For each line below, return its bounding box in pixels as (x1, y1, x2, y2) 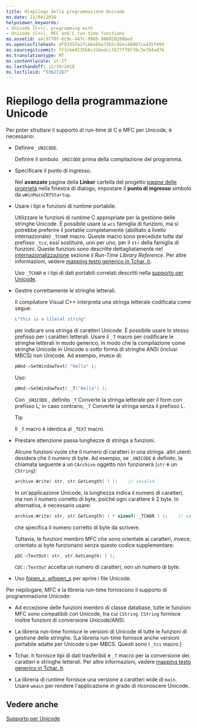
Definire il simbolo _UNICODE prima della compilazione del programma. (14, 156, 183, 163)
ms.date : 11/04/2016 (6, 14, 57, 20)
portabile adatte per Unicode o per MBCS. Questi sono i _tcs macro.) (14, 641, 182, 648)
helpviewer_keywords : (6, 19, 59, 25)
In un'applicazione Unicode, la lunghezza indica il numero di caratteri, (14, 489, 184, 496)
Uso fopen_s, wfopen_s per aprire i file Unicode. (14, 575, 132, 582)
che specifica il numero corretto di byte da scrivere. (14, 524, 141, 531)
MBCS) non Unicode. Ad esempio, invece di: (14, 352, 122, 359)
